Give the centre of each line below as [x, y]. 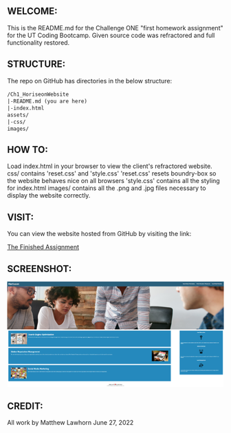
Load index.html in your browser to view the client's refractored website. [110, 166]
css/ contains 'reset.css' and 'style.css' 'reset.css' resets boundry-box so [112, 173]
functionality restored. [38, 42]
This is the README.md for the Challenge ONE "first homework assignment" [115, 28]
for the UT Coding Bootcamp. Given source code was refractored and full [111, 35]
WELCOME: [32, 11]
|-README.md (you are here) [47, 101]
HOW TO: [27, 150]
